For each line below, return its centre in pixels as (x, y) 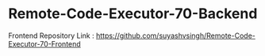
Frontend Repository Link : (52, 35)
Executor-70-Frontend (44, 43)
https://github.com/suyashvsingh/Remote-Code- (175, 35)
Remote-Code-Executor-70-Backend (133, 14)
